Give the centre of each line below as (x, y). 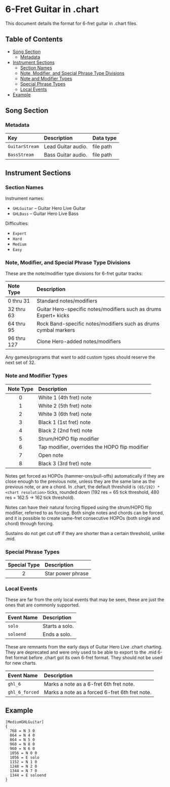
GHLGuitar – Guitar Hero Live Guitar (49, 208)
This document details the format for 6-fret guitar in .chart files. (71, 23)
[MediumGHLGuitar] (25, 722)
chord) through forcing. (30, 523)
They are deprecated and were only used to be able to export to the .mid (81, 652)
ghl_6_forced (24, 692)
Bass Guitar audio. (66, 155)
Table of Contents (34, 39)
